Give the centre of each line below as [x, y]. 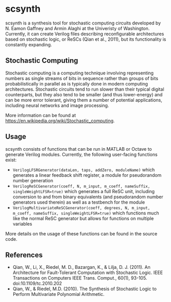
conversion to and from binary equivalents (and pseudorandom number [88, 197]
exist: [11, 160]
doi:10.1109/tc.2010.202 [37, 284]
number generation [33, 180]
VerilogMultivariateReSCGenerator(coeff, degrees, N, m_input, [81, 208]
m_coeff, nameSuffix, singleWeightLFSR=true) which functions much [86, 213]
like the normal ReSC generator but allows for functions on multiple [83, 218]
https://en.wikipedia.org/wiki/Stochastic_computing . [60, 121]
